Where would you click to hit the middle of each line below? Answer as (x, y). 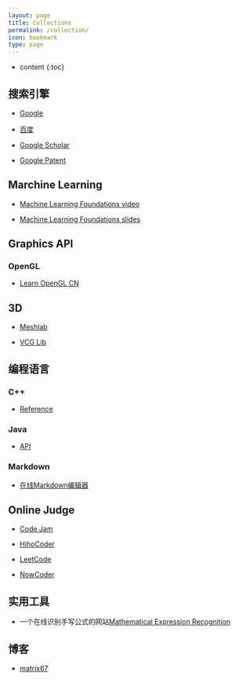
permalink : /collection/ (49, 30)
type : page (26, 45)
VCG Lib (33, 342)
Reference (36, 409)
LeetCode (35, 560)
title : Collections (40, 23)
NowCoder (37, 575)
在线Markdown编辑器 (54, 485)
